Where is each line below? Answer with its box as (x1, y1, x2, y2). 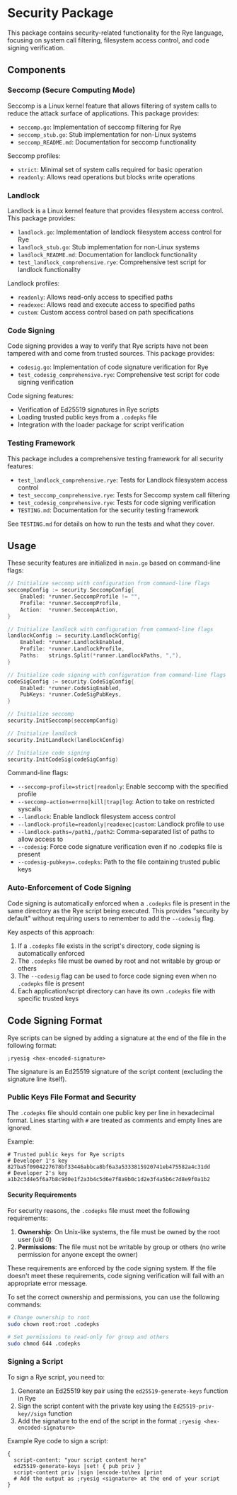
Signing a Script (7, 1357, 64, 1367)
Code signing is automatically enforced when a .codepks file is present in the (7, 898, 231, 908)
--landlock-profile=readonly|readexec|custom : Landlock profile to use (17, 820, 225, 828)
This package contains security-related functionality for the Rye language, (7, 28, 224, 37)
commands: (7, 1300, 42, 1309)
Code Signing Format (7, 1015, 103, 1027)
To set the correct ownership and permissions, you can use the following (7, 1293, 220, 1302)
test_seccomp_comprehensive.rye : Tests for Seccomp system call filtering (17, 490, 231, 499)
